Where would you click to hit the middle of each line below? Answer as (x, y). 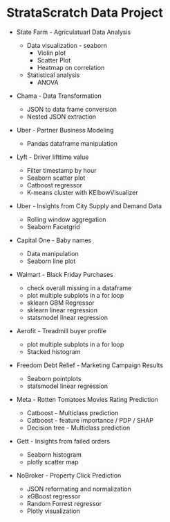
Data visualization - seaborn (67, 45)
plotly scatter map (53, 462)
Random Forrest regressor (64, 503)
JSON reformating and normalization (79, 489)
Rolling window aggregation (66, 219)
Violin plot (51, 53)
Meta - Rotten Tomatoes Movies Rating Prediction (87, 399)
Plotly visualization (53, 511)
